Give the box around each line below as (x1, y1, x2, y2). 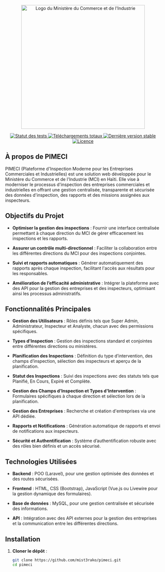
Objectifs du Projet (5, 212, 64, 220)
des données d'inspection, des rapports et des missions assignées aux (5, 192, 150, 198)
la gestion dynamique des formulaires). (12, 491, 92, 497)
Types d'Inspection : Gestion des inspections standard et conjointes (12, 338, 152, 344)
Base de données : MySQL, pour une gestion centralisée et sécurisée (12, 501, 155, 507)
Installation (5, 535, 41, 543)
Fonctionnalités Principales (5, 305, 91, 313)
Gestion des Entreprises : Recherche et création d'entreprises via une (12, 408, 156, 414)
